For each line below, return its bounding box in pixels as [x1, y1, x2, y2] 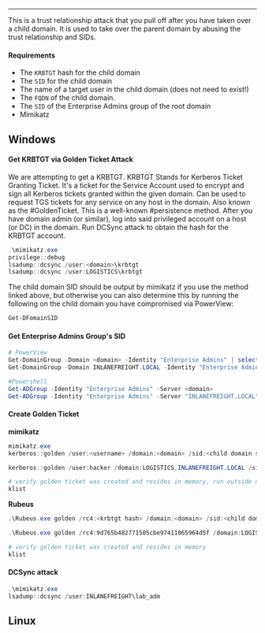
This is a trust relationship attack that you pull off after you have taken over [8, 16, 252, 24]
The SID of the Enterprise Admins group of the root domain [19, 102, 211, 111]
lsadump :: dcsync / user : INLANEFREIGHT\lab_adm [8, 592, 160, 600]
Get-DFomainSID [8, 315, 58, 322]
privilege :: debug [8, 253, 65, 261]
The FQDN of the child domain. [19, 93, 116, 102]
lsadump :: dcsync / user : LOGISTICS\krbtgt [8, 268, 144, 276]
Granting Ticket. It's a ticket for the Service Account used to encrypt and [8, 181, 244, 190]
